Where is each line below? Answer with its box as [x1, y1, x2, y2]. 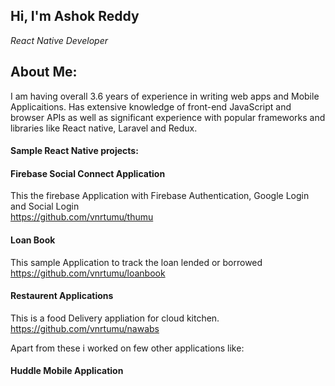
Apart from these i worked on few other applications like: [10, 342, 245, 354]
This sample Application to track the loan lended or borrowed [10, 256, 263, 268]
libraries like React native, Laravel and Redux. [10, 122, 198, 134]
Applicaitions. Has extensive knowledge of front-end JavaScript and [10, 100, 292, 113]
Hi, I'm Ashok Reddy [10, 8, 140, 25]
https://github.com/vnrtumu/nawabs [10, 322, 160, 334]
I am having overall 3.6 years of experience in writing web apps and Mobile [10, 90, 320, 102]
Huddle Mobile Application [10, 365, 124, 377]
